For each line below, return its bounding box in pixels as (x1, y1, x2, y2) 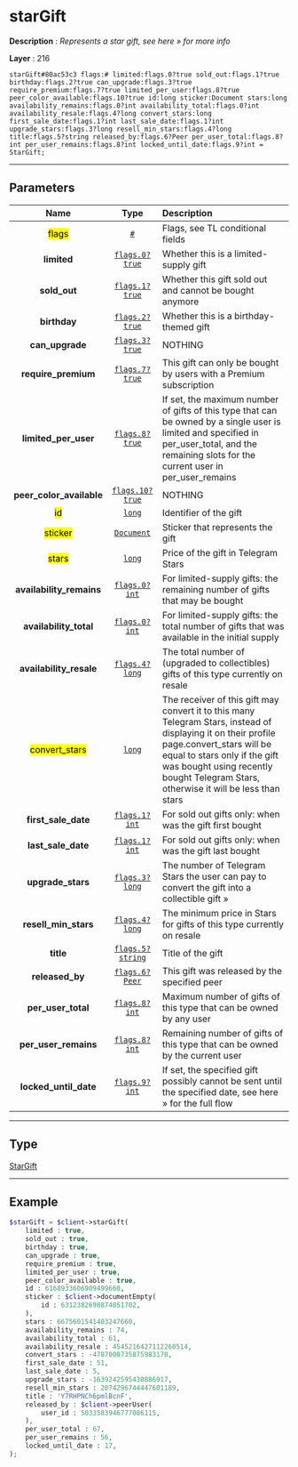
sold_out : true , (25, 1235, 90, 1244)
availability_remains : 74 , (25, 1326, 129, 1334)
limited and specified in (161, 426, 259, 439)
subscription (161, 378, 215, 391)
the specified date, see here (161, 1085, 279, 1098)
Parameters (9, 181, 75, 196)
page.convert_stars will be (161, 738, 272, 750)
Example (9, 1194, 59, 1209)
